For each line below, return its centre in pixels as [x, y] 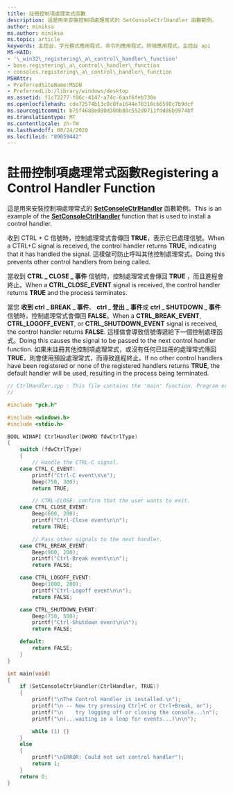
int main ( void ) [29, 673]
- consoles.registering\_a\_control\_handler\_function [89, 72]
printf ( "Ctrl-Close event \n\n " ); [80, 520]
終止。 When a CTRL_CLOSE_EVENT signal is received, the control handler [114, 285]
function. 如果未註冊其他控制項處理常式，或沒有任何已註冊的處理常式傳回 [112, 349]
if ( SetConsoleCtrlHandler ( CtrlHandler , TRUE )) [89, 687]
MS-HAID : [20, 53]
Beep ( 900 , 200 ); [55, 552]
